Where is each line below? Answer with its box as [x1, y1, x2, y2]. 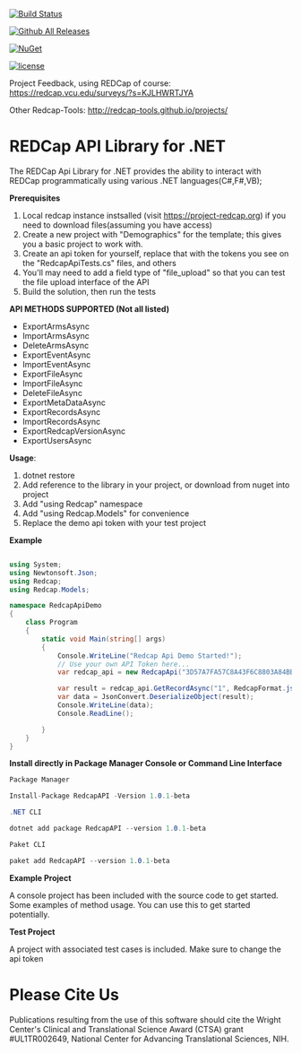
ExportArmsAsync [21, 321, 90, 332]
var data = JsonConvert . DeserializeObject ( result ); [56, 693, 254, 702]
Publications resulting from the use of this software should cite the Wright [9, 1014, 281, 1025]
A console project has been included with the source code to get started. [9, 890, 279, 901]
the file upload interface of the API [21, 276, 150, 287]
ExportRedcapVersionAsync [21, 426, 126, 436]
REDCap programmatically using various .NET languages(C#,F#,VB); [9, 175, 262, 186]
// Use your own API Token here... [56, 660, 191, 669]
